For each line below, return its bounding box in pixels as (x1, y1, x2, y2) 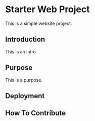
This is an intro (5, 48, 36, 54)
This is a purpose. (5, 77, 43, 83)
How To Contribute (5, 109, 66, 117)
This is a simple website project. (5, 20, 72, 26)
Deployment (5, 92, 45, 100)
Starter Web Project (5, 4, 90, 15)
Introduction (5, 35, 45, 44)
